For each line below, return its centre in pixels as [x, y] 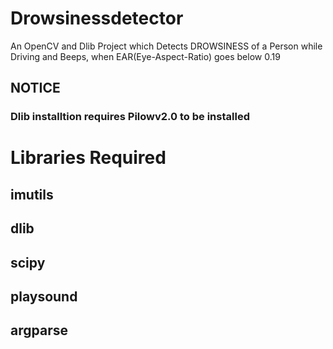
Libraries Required [88, 158]
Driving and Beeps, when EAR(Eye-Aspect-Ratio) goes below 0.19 [145, 56]
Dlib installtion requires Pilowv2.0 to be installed [130, 117]
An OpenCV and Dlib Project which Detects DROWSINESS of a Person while [166, 46]
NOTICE [35, 88]
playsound [44, 296]
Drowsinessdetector [97, 18]
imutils [32, 194]
